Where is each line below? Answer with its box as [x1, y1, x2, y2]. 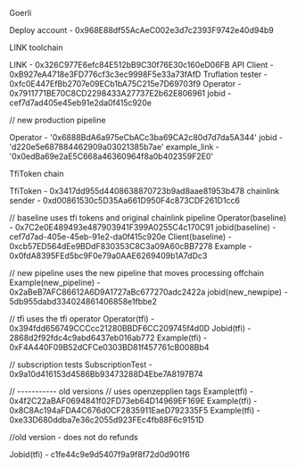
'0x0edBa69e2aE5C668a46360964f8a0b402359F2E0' [9, 151, 214, 162]
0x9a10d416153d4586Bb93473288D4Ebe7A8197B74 [9, 369, 203, 379]
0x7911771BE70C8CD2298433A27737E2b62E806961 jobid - [9, 88, 232, 98]
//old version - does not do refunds [9, 432, 138, 442]
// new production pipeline [9, 115, 106, 125]
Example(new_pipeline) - [9, 277, 101, 288]
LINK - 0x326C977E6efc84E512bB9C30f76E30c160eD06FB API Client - [9, 60, 274, 70]
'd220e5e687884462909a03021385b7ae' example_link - [9, 142, 220, 152]
